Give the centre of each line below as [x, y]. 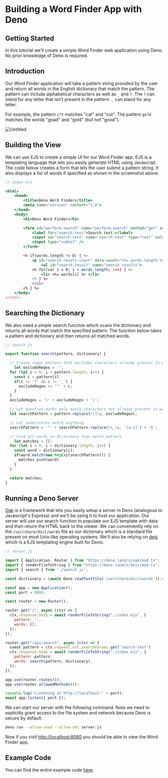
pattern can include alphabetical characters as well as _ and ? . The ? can [80, 94]
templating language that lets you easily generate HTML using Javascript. [81, 162]
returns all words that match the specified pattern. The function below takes [83, 330]
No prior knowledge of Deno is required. [47, 55]
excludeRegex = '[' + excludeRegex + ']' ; [54, 400]
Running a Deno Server [42, 498]
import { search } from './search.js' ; [47, 569]
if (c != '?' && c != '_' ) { [43, 381]
